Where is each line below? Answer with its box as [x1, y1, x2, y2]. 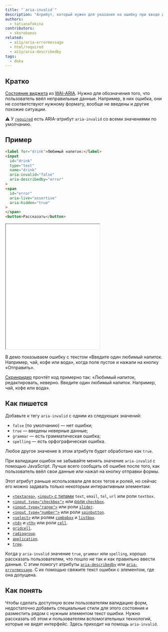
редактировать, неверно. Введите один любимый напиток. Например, [5, 380, 156, 385]
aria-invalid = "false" [9, 172, 55, 178]
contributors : [5, 26, 35, 31]
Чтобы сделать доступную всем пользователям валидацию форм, [5, 599, 148, 605]
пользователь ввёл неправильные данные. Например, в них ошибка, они [5, 96, 162, 102]
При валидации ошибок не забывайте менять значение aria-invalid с [5, 457, 156, 463]
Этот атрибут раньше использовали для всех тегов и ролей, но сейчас [5, 478, 157, 484]
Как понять [5, 586, 42, 595]
